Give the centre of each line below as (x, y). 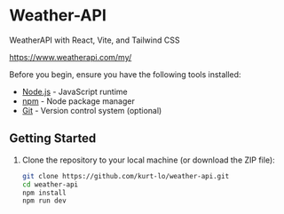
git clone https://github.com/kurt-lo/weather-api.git (126, 176)
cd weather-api (50, 184)
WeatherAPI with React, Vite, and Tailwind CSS (95, 40)
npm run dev (44, 201)
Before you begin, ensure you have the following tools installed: (125, 74)
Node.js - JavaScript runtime (75, 91)
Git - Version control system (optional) (92, 110)
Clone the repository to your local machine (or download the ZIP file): (148, 160)
